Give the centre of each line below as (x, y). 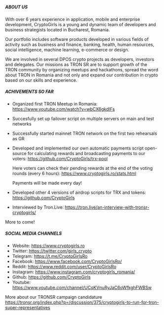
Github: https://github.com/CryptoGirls (51, 277)
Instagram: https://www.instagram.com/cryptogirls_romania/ (74, 272)
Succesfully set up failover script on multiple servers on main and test (83, 119)
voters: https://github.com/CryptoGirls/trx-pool (60, 158)
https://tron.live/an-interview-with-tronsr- (107, 207)
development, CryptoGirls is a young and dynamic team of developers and (81, 24)
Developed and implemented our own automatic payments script (78, 148)
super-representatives (28, 307)
